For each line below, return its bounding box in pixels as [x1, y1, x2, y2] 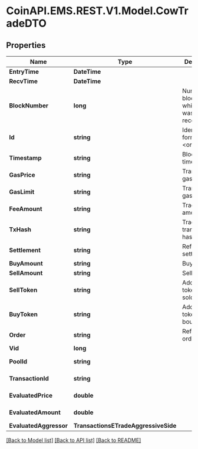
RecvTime [9, 77, 38, 85]
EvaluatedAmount [9, 408, 61, 417]
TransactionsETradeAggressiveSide [73, 422, 177, 430]
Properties [6, 40, 46, 50]
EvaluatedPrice [9, 391, 53, 399]
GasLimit [9, 188, 35, 196]
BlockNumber [9, 101, 49, 110]
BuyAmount [9, 260, 43, 267]
